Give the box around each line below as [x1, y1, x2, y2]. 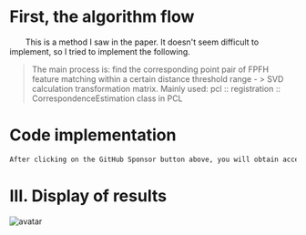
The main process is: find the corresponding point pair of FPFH [31, 64, 270, 75]
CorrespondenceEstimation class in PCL [31, 93, 184, 104]
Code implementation [9, 125, 177, 146]
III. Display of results [9, 185, 167, 206]
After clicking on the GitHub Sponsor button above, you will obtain [9, 155, 280, 164]
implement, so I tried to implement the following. [9, 46, 191, 56]
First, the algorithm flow [9, 6, 195, 27]
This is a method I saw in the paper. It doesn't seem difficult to [25, 36, 260, 47]
